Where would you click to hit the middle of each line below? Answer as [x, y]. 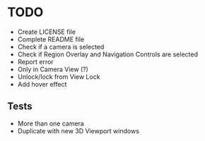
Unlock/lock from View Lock [59, 76]
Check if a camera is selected [61, 47]
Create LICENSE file [47, 32]
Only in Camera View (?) [53, 69]
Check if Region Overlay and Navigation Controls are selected [107, 54]
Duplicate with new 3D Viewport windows [78, 130]
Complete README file [51, 39]
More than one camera [51, 123]
